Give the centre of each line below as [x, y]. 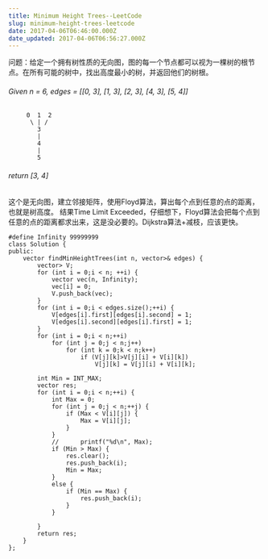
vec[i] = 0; [71, 286]
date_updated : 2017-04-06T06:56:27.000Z [77, 38]
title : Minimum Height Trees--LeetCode [75, 16]
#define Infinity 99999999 [54, 237]
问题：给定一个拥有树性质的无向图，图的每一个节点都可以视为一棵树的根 [128, 62]
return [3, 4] [29, 176]
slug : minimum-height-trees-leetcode [72, 23]
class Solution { [37, 244]
